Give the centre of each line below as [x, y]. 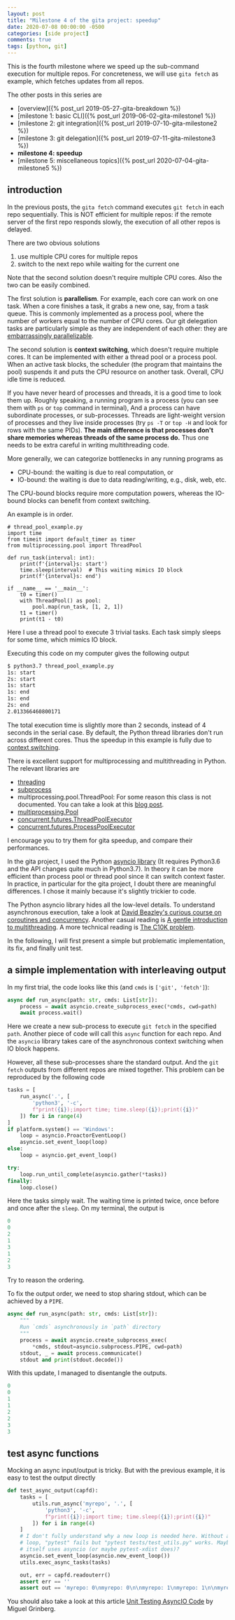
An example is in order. [40, 514]
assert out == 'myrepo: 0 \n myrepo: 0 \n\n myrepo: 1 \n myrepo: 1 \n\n [119, 1588]
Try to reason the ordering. [46, 1280]
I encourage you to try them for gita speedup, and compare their [100, 840]
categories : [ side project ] [48, 33]
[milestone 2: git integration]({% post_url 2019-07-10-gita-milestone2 [117, 123]
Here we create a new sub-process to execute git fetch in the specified [112, 1026]
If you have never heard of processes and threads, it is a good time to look [114, 393]
